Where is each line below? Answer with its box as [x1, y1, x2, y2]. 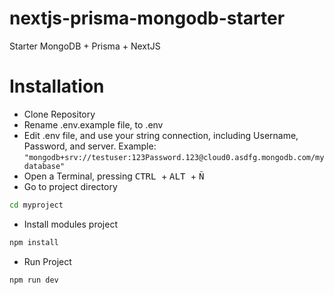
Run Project [23, 255, 72, 267]
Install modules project [23, 218, 118, 230]
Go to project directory [23, 180, 118, 192]
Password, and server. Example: [23, 140, 157, 152]
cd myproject [9, 200, 64, 210]
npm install [9, 237, 59, 247]
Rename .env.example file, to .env [23, 118, 164, 131]
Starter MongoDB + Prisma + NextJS [9, 40, 161, 52]
